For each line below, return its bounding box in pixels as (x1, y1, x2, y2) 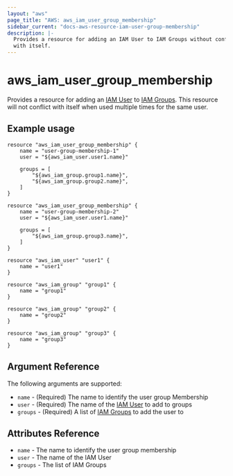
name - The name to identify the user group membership (17, 446, 177, 454)
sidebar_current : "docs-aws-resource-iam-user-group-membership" (7, 23, 200, 30)
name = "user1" (19, 263, 64, 270)
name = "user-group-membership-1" (19, 147, 119, 154)
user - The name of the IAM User (17, 453, 112, 462)
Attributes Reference (7, 427, 100, 439)
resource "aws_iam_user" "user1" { (7, 256, 110, 264)
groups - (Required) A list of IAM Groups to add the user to (17, 407, 184, 416)
